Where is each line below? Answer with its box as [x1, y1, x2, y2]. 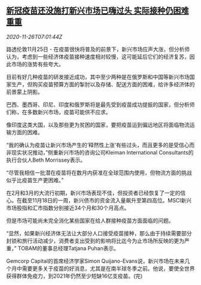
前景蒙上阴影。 [6, 88, 43, 95]
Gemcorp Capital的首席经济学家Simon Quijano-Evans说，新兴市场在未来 [6, 257, 185, 265]
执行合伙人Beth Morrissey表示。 [6, 156, 86, 163]
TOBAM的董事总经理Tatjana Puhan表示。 [17, 244, 120, 251]
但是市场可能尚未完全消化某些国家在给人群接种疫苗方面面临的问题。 [6, 217, 174, 224]
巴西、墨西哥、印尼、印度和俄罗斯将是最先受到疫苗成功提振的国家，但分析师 [6, 101, 195, 108]
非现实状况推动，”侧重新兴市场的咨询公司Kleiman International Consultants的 [6, 148, 194, 156]
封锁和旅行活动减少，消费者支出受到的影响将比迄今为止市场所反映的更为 [6, 237, 184, 244]
